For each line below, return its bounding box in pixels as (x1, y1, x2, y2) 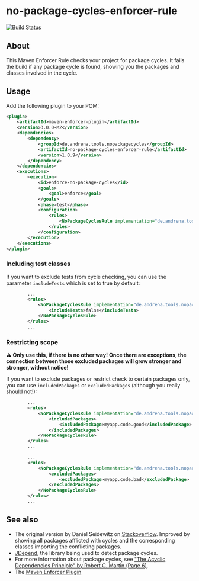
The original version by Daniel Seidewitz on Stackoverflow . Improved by (14, 530, 190, 537)
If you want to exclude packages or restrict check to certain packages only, (6, 375, 190, 383)
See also (6, 515, 38, 525)
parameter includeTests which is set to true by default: (6, 280, 140, 287)
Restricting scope (6, 338, 58, 346)
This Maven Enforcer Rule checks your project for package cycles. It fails (6, 56, 185, 63)
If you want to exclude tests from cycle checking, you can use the (6, 273, 167, 280)
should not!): (6, 388, 37, 395)
